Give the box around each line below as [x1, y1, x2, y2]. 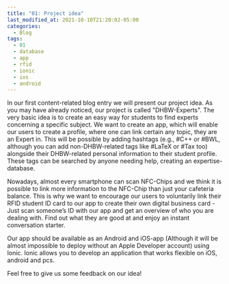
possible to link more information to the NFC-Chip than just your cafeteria [7, 185, 214, 193]
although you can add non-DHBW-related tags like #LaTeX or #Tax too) [7, 142, 208, 151]
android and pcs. [7, 256, 55, 264]
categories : [7, 23, 41, 29]
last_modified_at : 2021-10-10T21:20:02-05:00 [7, 16, 139, 23]
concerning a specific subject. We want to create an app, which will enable [7, 120, 219, 129]
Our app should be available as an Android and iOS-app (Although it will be [7, 234, 219, 243]
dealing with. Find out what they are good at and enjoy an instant [7, 214, 190, 222]
